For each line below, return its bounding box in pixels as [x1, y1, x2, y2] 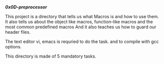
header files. [5, 29, 31, 35]
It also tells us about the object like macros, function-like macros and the [5, 19, 153, 24]
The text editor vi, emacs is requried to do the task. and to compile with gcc [5, 39, 159, 44]
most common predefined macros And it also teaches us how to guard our [5, 24, 157, 30]
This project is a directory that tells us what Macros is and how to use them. [5, 14, 159, 19]
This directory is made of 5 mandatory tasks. [5, 53, 96, 59]
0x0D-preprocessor [5, 4, 47, 10]
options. [5, 44, 22, 49]
